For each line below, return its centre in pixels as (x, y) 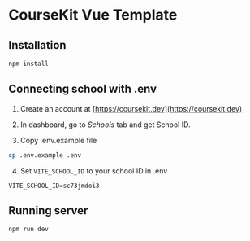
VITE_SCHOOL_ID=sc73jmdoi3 (54, 186)
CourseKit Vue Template (93, 15)
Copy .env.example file (58, 140)
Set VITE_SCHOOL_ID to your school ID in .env (94, 171)
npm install (28, 64)
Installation (37, 45)
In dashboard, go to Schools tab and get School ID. (105, 125)
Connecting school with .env (82, 89)
